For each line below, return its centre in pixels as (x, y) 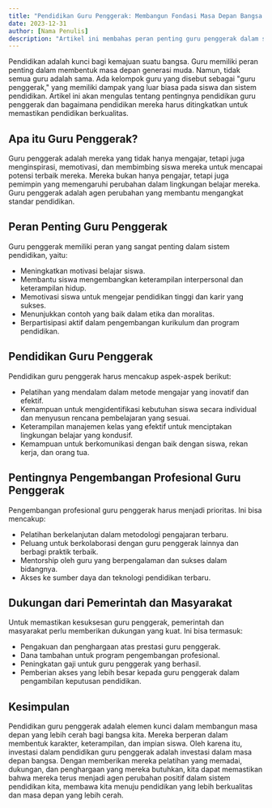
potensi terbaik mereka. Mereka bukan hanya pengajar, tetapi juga (119, 176)
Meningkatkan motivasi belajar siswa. (83, 271)
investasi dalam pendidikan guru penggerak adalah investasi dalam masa (130, 752)
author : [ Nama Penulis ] (49, 31)
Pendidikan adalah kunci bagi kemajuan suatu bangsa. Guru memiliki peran (134, 62)
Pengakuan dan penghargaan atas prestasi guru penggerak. (120, 647)
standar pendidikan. (42, 202)
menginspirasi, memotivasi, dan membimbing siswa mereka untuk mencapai (136, 167)
